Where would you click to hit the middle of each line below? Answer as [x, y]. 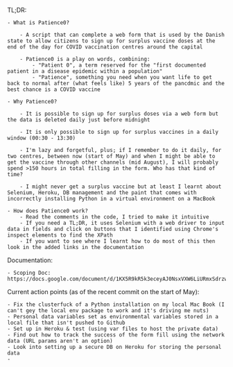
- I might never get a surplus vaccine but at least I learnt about [121, 187]
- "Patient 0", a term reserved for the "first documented [119, 65]
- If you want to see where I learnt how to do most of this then [118, 241]
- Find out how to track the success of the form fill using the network [116, 335]
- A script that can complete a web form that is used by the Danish [122, 35]
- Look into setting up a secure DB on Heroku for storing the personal [114, 347]
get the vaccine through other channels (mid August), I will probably [113, 162]
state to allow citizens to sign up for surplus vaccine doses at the [111, 41]
